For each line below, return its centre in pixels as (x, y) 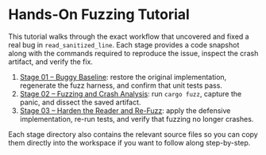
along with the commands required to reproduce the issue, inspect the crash (133, 53)
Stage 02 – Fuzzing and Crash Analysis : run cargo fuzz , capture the (131, 93)
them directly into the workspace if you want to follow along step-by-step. (129, 142)
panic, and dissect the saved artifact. (80, 102)
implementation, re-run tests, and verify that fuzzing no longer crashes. (137, 119)
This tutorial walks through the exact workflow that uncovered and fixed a (129, 36)
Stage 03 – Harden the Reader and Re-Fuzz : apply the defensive (125, 110)
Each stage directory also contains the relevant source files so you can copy (133, 134)
